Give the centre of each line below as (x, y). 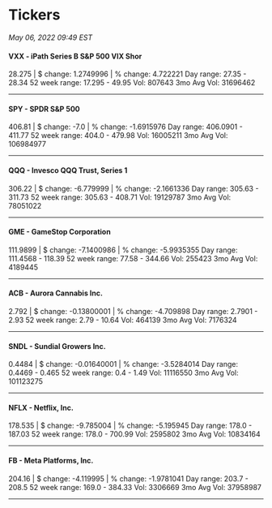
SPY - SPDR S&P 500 (45, 109)
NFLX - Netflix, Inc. (41, 407)
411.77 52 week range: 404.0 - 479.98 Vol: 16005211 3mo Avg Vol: (118, 136)
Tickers (34, 15)
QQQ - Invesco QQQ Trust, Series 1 (68, 170)
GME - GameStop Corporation (59, 232)
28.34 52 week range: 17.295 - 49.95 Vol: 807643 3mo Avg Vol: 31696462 (132, 83)
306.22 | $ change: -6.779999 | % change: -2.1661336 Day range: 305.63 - (134, 188)
